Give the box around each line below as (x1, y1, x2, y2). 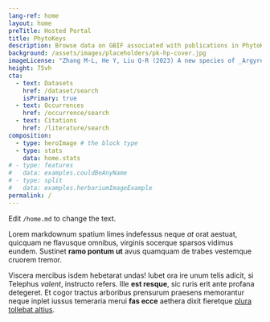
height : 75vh (8, 64, 52, 72)
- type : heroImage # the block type (15, 138, 138, 147)
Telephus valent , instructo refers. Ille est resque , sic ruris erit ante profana (8, 279, 255, 288)
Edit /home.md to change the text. (8, 213, 117, 223)
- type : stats (15, 147, 63, 155)
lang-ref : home (8, 11, 59, 20)
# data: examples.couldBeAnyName (8, 169, 128, 177)
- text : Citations (15, 117, 78, 125)
